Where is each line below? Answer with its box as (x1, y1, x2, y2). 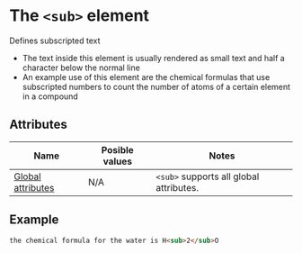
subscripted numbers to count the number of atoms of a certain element (22, 81, 290, 92)
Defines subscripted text (9, 35, 101, 46)
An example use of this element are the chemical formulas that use (22, 71, 271, 82)
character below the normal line (22, 62, 141, 73)
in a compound (22, 91, 78, 102)
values (102, 155, 133, 167)
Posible (101, 143, 135, 156)
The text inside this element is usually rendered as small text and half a (22, 52, 285, 63)
